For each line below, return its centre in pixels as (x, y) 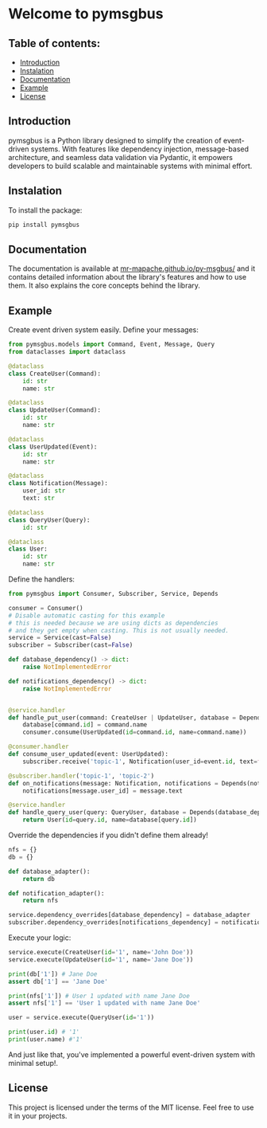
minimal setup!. (33, 1063)
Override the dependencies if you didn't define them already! (108, 835)
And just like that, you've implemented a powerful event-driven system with (132, 1054)
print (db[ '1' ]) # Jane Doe (53, 974)
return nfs (41, 901)
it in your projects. (38, 1115)
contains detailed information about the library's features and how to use (128, 277)
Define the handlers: (42, 579)
